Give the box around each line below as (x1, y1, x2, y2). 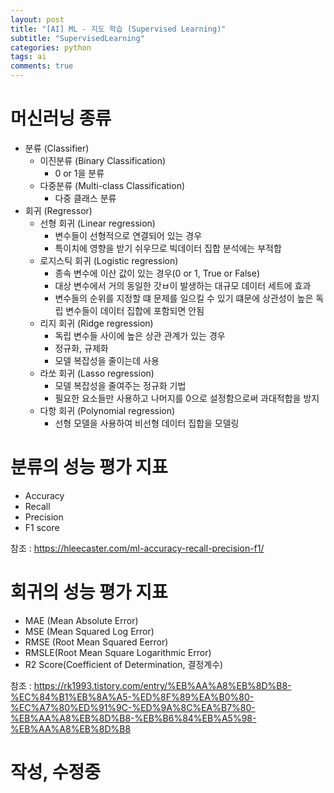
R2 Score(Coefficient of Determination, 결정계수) (24, 658, 224, 670)
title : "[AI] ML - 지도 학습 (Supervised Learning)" (10, 24, 227, 34)
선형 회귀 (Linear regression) (39, 217, 156, 229)
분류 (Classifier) (24, 142, 90, 154)
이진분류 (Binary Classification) (39, 154, 167, 166)
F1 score (24, 521, 60, 533)
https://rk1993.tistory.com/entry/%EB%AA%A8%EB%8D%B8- (33, 679, 292, 691)
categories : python (10, 42, 92, 53)
